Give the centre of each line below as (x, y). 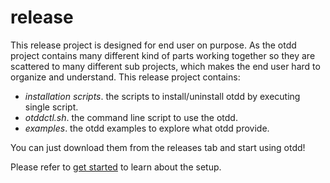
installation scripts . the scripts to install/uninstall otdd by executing (162, 96)
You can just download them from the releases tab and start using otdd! (158, 147)
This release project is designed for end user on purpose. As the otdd (153, 45)
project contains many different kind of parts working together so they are (163, 55)
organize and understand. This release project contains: (125, 77)
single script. (51, 107)
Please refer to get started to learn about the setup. (116, 167)
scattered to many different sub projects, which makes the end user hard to (165, 66)
